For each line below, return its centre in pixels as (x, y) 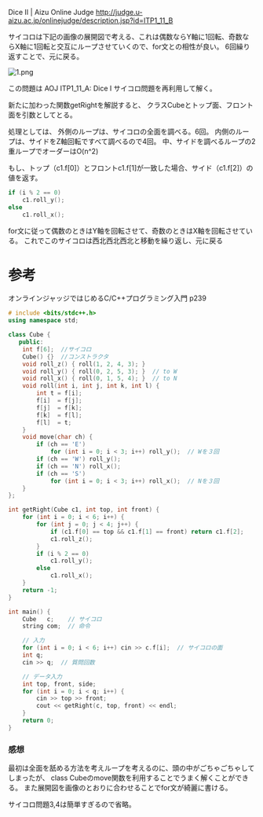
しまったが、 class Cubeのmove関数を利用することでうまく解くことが (122, 778)
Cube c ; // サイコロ (62, 619)
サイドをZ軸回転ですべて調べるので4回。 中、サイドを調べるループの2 (142, 141)
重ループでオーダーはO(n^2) (53, 151)
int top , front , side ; (59, 684)
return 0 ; (38, 721)
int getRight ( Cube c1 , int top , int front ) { (84, 510)
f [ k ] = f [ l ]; (59, 415)
